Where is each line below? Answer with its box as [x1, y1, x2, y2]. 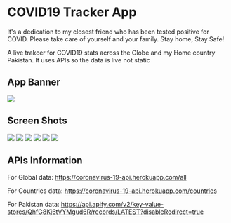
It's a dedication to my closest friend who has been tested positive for [7, 27, 209, 36]
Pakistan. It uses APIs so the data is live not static [7, 55, 151, 64]
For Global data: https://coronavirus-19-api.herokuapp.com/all [7, 173, 187, 182]
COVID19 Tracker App [7, 4, 137, 20]
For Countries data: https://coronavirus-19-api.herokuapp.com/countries [7, 187, 218, 195]
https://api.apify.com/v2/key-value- [60, 201, 164, 209]
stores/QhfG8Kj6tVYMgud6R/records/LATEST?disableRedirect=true [7, 208, 204, 216]
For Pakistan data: [7, 201, 60, 209]
